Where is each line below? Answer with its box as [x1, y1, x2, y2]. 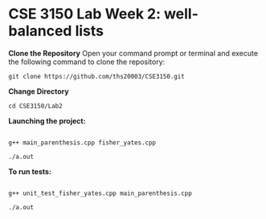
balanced [8, 22, 72, 40]
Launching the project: [8, 116, 86, 125]
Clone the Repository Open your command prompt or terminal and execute [8, 48, 259, 58]
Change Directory [8, 86, 70, 96]
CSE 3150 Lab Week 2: [8, 5, 162, 23]
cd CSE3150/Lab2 [8, 102, 63, 110]
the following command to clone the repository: [8, 57, 166, 67]
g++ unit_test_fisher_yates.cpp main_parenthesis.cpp [8, 189, 193, 197]
